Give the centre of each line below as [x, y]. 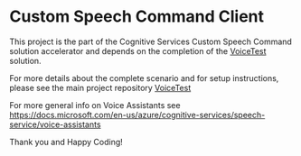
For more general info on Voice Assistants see [95, 105]
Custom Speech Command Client [137, 17]
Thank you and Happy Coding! [66, 142]
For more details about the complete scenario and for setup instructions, [144, 78]
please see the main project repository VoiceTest [100, 87]
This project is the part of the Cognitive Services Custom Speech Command [150, 41]
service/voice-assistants [55, 124]
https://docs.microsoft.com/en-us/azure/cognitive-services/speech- [137, 115]
